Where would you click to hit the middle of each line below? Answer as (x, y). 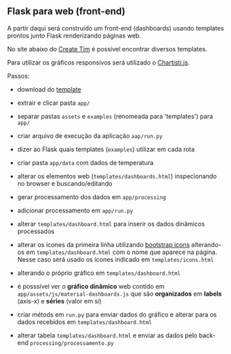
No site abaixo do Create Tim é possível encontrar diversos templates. (107, 49)
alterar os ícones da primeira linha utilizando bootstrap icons (103, 244)
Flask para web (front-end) (66, 11)
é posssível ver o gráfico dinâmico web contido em (91, 286)
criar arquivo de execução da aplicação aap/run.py (90, 135)
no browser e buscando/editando (65, 183)
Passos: (18, 76)
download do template (49, 89)
